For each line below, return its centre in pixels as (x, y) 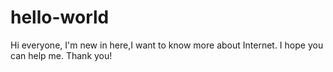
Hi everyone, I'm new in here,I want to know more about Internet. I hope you (167, 45)
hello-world (60, 17)
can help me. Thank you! (61, 55)
